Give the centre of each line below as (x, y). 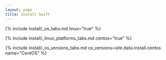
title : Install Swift (28, 14)
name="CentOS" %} (26, 53)
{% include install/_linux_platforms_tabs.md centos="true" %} (69, 38)
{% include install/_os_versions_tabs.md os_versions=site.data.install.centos (83, 48)
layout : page (19, 10)
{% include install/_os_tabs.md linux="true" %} (53, 28)
